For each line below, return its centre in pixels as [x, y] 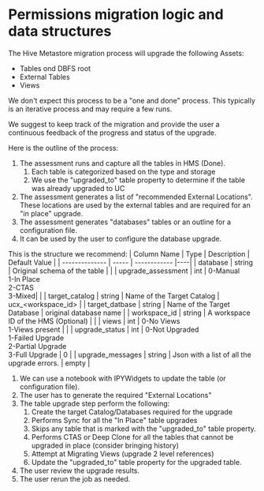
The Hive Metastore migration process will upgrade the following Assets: [126, 53]
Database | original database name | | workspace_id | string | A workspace [129, 313]
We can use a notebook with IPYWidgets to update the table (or [123, 378]
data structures [60, 31]
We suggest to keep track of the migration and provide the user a [114, 124]
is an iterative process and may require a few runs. [90, 109]
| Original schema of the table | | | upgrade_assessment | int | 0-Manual [124, 271]
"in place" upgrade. [51, 213]
